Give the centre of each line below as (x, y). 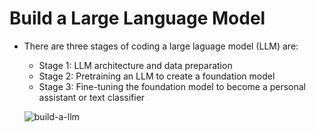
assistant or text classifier (92, 97)
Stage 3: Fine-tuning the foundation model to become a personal (172, 86)
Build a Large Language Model (137, 18)
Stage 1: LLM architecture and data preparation (135, 65)
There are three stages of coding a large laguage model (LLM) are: (161, 46)
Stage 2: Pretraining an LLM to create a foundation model (157, 76)
